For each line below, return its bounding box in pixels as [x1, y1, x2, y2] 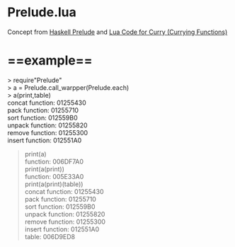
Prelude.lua [7, 4, 76, 21]
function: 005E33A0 [24, 172, 84, 180]
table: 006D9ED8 [24, 232, 76, 241]
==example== [7, 52, 93, 69]
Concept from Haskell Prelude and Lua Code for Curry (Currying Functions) [7, 28, 228, 36]
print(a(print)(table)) [24, 180, 84, 188]
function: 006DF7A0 [24, 157, 84, 166]
